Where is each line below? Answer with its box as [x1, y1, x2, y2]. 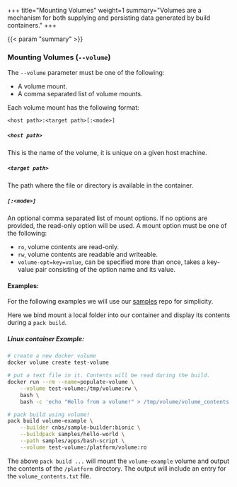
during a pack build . [7, 319, 67, 327]
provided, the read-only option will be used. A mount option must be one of [7, 222, 227, 230]
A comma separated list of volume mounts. [17, 90, 143, 98]
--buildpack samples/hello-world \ [20, 431, 125, 438]
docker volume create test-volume [7, 359, 110, 367]
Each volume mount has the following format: [7, 103, 139, 112]
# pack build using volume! [7, 411, 91, 418]
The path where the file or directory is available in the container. [7, 181, 194, 190]
